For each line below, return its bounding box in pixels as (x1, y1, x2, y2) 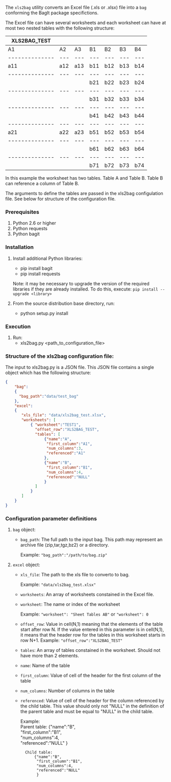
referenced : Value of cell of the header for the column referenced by (20, 698, 164, 704)
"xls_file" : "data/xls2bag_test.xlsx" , (21, 413, 106, 418)
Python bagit (12, 231, 40, 237)
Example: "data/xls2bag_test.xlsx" (20, 581, 96, 588)
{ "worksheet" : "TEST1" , (30, 422, 81, 428)
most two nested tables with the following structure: (5, 25, 115, 31)
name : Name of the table (20, 663, 70, 669)
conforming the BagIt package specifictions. (5, 10, 99, 16)
